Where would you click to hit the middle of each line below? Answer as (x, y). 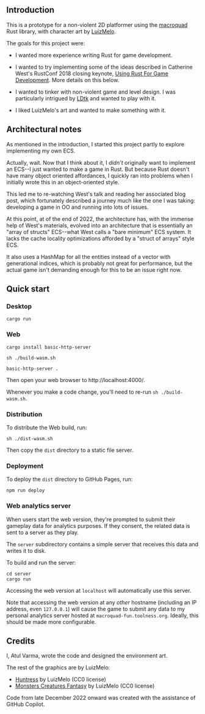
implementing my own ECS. (41, 151)
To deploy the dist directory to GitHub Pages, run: (70, 479)
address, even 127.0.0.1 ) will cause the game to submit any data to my (95, 609)
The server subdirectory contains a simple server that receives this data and (103, 544)
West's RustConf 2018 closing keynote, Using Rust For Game (92, 73)
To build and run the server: (41, 562)
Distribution (24, 414)
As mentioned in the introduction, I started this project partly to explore (95, 144)
